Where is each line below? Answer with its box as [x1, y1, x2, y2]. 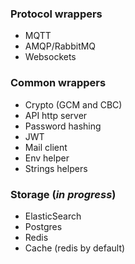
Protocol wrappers [10, 7, 103, 21]
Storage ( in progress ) [10, 187, 117, 201]
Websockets [24, 51, 77, 63]
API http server [24, 109, 88, 121]
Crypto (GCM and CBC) [24, 98, 123, 111]
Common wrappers [10, 76, 107, 90]
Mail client [24, 141, 68, 153]
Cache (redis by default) [24, 242, 126, 254]
